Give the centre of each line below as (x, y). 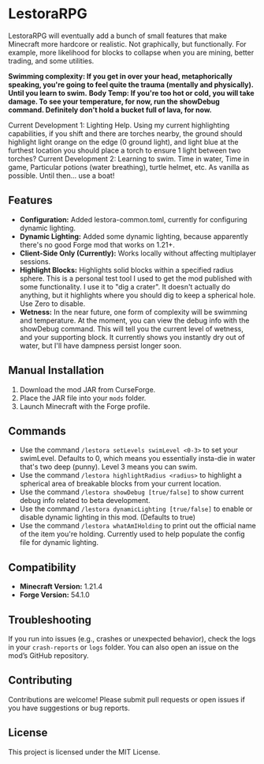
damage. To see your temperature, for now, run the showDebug (114, 101)
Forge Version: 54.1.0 (55, 595)
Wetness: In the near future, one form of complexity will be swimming (134, 312)
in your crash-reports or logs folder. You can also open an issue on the (123, 647)
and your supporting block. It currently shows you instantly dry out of (132, 337)
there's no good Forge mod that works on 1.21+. (97, 244)
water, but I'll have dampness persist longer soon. (100, 346)
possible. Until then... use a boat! (61, 176)
